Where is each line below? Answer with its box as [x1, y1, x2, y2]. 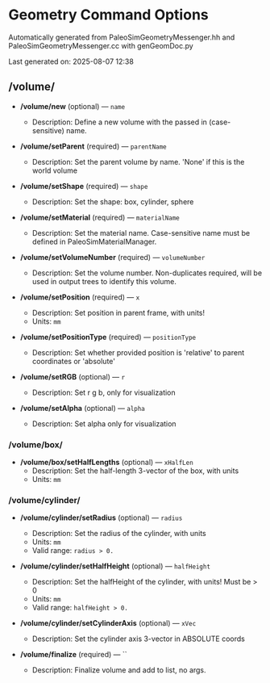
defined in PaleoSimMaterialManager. [31, 237, 157, 246]
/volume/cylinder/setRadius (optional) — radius [19, 513, 183, 522]
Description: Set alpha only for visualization [31, 418, 177, 429]
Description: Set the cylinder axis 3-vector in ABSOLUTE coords [31, 634, 246, 643]
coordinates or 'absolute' [31, 356, 115, 366]
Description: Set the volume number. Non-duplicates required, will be [31, 268, 263, 278]
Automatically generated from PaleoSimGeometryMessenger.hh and [8, 32, 235, 42]
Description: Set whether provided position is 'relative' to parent [31, 347, 244, 357]
